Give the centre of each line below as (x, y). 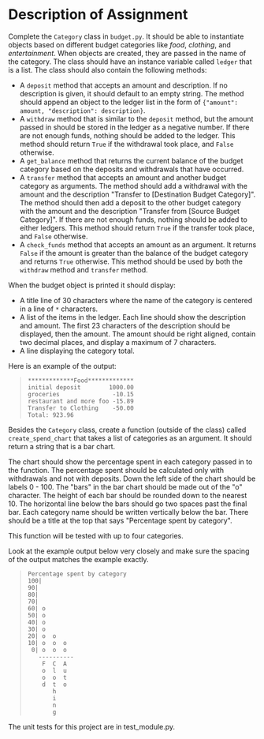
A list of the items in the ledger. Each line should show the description (133, 317)
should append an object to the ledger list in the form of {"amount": (129, 102)
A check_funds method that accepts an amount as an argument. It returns (138, 244)
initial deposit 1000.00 (80, 387)
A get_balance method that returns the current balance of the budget (131, 160)
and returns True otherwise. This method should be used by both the (131, 261)
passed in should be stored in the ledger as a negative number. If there (134, 127)
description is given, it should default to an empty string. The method (132, 93)
